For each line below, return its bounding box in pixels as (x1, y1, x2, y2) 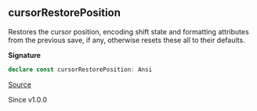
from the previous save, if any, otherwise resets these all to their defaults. (8, 35, 245, 45)
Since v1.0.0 (8, 95, 47, 104)
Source (8, 80, 31, 89)
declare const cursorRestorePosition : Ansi (8, 66, 153, 73)
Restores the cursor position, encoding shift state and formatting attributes (8, 27, 249, 36)
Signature (8, 50, 42, 59)
